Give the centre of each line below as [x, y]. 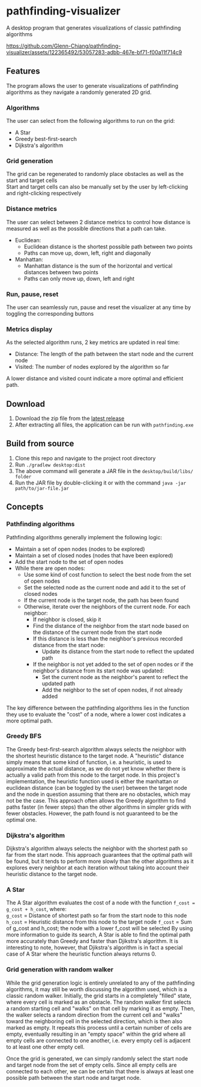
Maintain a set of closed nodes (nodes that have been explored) [94, 555]
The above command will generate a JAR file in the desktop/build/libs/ [104, 471]
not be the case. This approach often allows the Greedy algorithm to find [96, 800]
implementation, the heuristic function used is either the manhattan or [92, 781]
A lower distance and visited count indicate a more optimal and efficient [95, 378]
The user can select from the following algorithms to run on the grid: [91, 121]
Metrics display [29, 329]
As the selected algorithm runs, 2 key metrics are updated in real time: [93, 342]
